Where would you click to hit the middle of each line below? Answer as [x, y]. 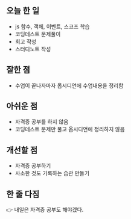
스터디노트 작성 [33, 49]
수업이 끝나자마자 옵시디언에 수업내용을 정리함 [69, 85]
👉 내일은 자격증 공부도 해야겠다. [45, 210]
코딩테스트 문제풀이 [38, 34]
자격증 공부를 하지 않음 [42, 122]
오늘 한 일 [23, 11]
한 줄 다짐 [23, 194]
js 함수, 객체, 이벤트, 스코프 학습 [52, 26]
